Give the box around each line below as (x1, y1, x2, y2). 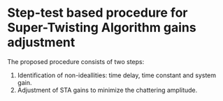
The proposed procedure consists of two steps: (7, 57, 145, 65)
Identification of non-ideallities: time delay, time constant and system (17, 71, 217, 79)
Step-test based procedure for (7, 5, 188, 21)
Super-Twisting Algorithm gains (7, 20, 197, 36)
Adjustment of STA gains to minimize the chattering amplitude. (17, 86, 198, 94)
